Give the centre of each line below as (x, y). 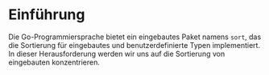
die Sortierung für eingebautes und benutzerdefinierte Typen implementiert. (134, 45)
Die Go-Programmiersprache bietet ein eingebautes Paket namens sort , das (135, 37)
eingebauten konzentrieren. (54, 62)
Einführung (47, 15)
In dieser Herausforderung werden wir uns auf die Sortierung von (117, 53)
